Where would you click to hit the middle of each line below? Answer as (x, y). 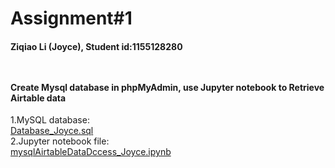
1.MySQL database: (50, 120)
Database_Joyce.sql (52, 131)
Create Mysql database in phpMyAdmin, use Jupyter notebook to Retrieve (167, 87)
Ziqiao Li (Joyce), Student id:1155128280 (96, 46)
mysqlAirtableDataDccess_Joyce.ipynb (91, 152)
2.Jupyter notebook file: (60, 141)
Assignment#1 (71, 18)
